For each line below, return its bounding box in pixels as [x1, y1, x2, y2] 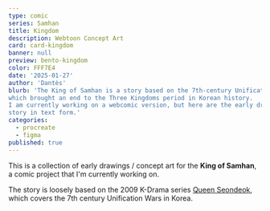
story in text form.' [8, 109, 81, 117]
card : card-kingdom [8, 42, 74, 50]
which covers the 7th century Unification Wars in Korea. [8, 193, 193, 203]
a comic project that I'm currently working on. [8, 169, 159, 179]
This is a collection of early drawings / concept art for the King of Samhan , [8, 160, 257, 170]
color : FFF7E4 [8, 64, 56, 72]
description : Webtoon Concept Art [8, 34, 125, 43]
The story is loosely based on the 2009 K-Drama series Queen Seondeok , [8, 185, 253, 194]
